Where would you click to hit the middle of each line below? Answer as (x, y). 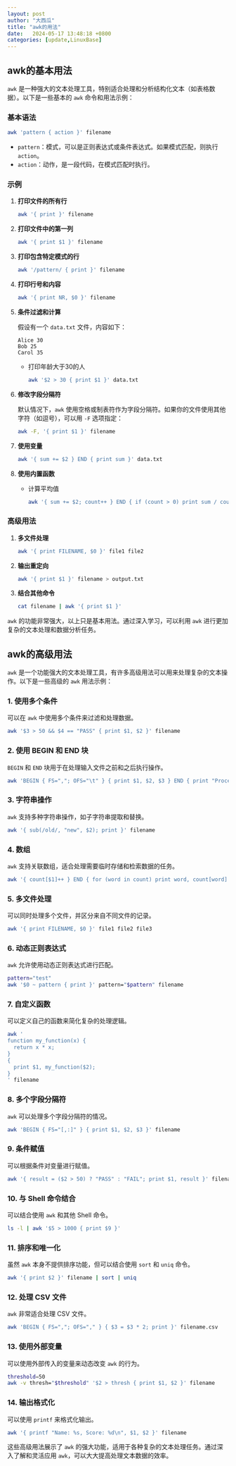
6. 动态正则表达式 (37, 948)
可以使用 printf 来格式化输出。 (52, 1419)
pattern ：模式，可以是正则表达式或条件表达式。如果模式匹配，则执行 (118, 147)
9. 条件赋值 (26, 1149)
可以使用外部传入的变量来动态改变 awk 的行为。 (76, 1363)
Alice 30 (30, 340)
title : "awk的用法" (34, 27)
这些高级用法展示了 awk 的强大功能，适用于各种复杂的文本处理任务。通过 (112, 1447)
